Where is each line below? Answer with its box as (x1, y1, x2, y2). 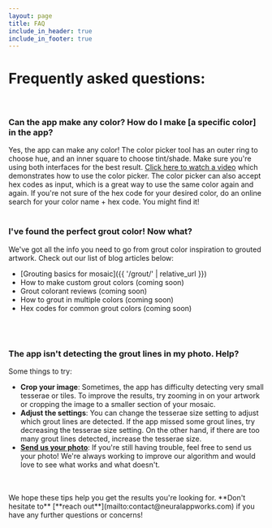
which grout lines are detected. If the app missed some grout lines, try (19, 417, 256, 426)
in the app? (8, 127, 54, 138)
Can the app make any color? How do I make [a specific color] (8, 117, 257, 128)
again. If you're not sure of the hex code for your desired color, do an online (8, 188, 262, 198)
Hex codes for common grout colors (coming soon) (19, 303, 192, 313)
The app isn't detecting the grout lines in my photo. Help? (8, 348, 240, 359)
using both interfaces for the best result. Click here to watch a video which (8, 162, 258, 172)
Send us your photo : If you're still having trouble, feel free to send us (19, 443, 252, 452)
